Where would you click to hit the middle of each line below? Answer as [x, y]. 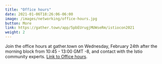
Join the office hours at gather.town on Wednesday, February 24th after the [81, 46]
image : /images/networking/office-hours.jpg [51, 19]
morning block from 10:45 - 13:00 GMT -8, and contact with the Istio [74, 51]
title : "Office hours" [28, 10]
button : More [18, 23]
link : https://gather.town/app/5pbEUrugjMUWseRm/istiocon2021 [70, 28]
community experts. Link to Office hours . [46, 56]
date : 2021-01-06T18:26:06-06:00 [39, 14]
